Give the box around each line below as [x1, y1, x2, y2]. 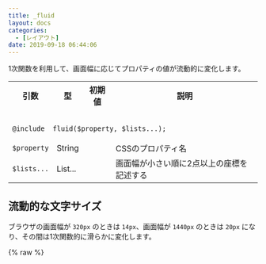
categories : [8, 26, 47, 34]
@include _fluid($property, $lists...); [12, 124, 166, 133]
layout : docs [8, 19, 51, 27]
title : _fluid [8, 11, 55, 20]
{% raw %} [8, 247, 44, 257]
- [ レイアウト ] [15, 33, 59, 42]
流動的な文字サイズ [8, 199, 102, 212]
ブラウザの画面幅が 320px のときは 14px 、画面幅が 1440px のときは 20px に [8, 221, 249, 231]
